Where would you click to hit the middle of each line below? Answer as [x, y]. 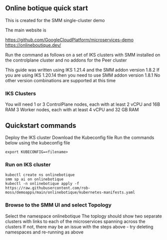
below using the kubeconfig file [38, 143]
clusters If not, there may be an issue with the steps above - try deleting [79, 226]
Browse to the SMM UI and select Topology [58, 205]
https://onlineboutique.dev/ [33, 45]
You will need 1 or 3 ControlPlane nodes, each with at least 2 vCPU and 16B [83, 104]
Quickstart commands [41, 126]
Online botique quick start [47, 8]
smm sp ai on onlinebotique [34, 179]
